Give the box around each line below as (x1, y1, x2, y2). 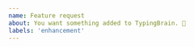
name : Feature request (8, 11, 85, 20)
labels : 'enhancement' (8, 26, 85, 34)
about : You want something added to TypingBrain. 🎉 (8, 19, 186, 27)
